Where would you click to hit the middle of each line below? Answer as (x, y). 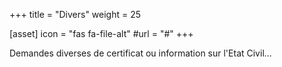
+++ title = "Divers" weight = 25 (75, 14)
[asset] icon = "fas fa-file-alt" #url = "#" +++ (101, 33)
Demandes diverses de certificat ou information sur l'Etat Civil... (140, 53)
